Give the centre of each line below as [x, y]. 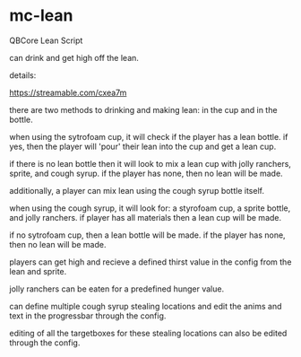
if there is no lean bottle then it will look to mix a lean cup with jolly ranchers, [150, 163]
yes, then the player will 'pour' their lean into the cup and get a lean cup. [143, 146]
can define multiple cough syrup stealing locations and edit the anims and [146, 306]
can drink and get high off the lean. [74, 57]
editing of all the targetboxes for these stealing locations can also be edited [148, 333]
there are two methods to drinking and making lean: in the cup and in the [143, 109]
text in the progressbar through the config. [88, 316]
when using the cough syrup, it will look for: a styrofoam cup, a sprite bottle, [150, 208]
